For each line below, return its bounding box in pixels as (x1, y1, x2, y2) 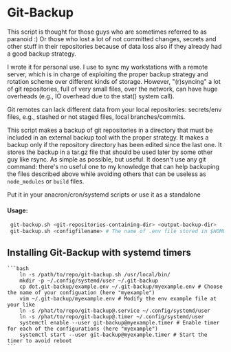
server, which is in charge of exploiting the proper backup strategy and (7, 70, 208, 78)
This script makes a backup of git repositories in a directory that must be (7, 126, 213, 134)
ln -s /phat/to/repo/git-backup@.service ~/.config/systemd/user (19, 307, 211, 314)
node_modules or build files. (7, 177, 85, 185)
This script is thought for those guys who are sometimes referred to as (7, 27, 208, 36)
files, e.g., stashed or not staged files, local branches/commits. (7, 112, 186, 121)
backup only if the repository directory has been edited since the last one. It (7, 140, 222, 148)
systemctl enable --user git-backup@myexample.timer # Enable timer (19, 319, 220, 326)
